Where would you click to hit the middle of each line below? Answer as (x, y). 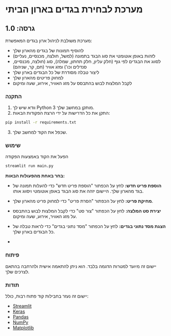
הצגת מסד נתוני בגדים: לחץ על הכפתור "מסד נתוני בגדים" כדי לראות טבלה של (89, 226)
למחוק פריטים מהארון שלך (38, 78)
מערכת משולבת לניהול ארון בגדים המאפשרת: (49, 40)
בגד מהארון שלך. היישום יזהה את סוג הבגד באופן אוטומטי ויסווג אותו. (78, 191)
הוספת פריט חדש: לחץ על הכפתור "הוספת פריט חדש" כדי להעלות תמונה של (87, 186)
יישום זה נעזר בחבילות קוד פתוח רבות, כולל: (47, 296)
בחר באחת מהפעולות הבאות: (35, 176)
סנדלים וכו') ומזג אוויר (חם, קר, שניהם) (50, 67)
